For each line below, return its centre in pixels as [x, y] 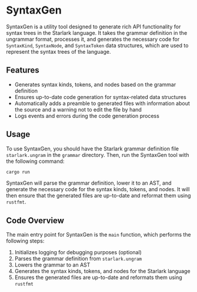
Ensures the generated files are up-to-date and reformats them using [98, 277]
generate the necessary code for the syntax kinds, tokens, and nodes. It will [98, 189]
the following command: [35, 161]
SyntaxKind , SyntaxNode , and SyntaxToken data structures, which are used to [97, 45]
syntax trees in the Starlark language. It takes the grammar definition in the [97, 32]
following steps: [25, 241]
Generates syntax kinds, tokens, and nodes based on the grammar [95, 84]
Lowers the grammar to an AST [52, 265]
